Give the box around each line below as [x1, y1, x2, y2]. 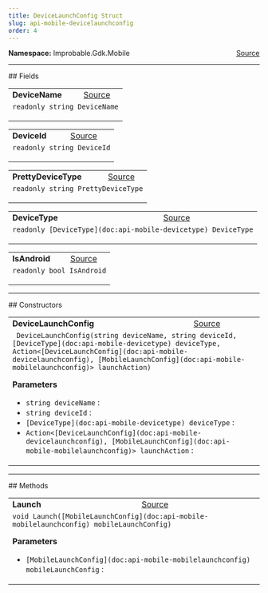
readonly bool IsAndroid [12, 266, 107, 276]
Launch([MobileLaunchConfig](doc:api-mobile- [32, 512, 209, 521]
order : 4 [8, 26, 37, 34]
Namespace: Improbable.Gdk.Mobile [8, 49, 130, 58]
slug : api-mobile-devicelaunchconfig [8, 19, 134, 27]
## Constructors [8, 300, 62, 310]
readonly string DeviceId [12, 143, 111, 153]
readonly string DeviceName [12, 102, 119, 112]
